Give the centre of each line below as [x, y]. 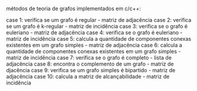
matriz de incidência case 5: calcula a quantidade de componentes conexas [98, 39]
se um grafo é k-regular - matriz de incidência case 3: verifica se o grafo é [97, 26]
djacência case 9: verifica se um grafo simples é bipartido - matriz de [91, 70]
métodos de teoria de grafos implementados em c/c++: [73, 9]
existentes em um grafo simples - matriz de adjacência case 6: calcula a [94, 45]
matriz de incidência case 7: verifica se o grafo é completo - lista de [89, 58]
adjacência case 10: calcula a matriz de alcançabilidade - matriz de [88, 77]
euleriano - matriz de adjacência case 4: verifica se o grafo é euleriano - [94, 32]
